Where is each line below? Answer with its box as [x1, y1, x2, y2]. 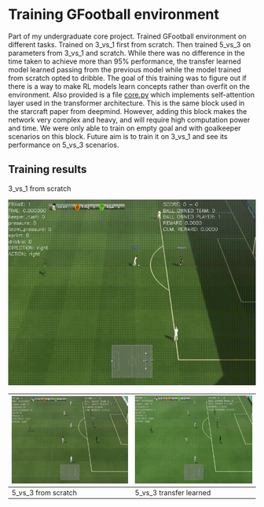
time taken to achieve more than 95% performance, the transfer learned [8, 57, 241, 66]
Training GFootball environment [8, 6, 220, 24]
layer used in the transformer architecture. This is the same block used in [8, 98, 245, 108]
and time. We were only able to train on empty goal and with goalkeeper [8, 123, 241, 133]
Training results [8, 163, 87, 176]
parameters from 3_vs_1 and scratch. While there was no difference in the [8, 48, 245, 57]
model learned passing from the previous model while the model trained [8, 64, 241, 74]
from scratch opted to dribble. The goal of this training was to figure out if [8, 73, 247, 83]
